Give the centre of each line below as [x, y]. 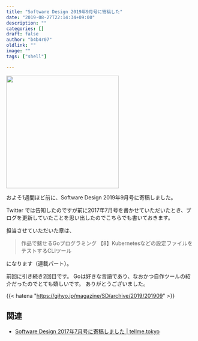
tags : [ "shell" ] [26, 56]
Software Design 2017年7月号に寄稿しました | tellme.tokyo [87, 331]
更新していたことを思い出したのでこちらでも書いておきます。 [97, 217]
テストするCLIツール [46, 250]
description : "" [26, 23]
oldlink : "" [21, 46]
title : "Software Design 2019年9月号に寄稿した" [64, 12]
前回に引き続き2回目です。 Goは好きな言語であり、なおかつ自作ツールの [96, 276]
